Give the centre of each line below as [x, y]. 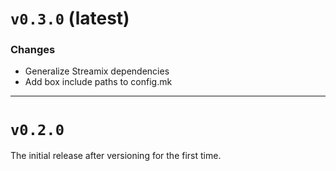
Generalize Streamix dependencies [97, 71]
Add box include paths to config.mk [98, 82]
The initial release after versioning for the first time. [116, 156]
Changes [33, 50]
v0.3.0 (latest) [70, 18]
